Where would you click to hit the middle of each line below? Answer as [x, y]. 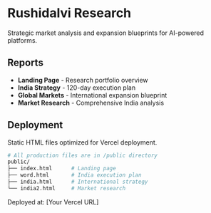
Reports [26, 63]
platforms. [22, 40]
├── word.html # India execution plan [74, 175]
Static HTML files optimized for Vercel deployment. [82, 142]
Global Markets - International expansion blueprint [92, 95]
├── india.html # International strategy [78, 182]
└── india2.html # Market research [67, 188]
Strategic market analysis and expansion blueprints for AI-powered [106, 33]
